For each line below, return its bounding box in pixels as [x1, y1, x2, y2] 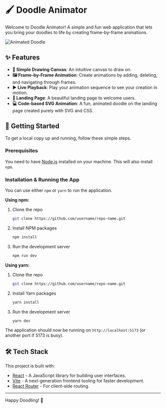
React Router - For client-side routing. [12, 383, 90, 389]
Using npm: [5, 197, 30, 203]
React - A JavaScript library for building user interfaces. [12, 372, 126, 379]
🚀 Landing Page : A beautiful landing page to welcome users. [12, 95, 136, 101]
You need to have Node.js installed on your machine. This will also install [5, 158, 153, 164]
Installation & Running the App [5, 176, 80, 183]
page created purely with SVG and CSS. [12, 107, 94, 113]
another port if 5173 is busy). [5, 332, 64, 338]
